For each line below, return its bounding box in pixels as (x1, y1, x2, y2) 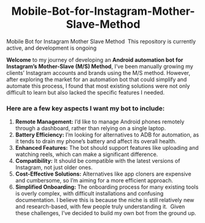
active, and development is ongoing (6, 44, 97, 52)
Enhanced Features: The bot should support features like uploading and (15, 144, 199, 152)
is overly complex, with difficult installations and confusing (15, 190, 164, 197)
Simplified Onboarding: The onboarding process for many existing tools (15, 183, 199, 191)
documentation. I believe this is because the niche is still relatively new (15, 197, 195, 204)
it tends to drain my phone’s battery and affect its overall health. (15, 138, 177, 145)
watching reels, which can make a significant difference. (15, 151, 158, 158)
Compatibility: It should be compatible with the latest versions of (15, 157, 180, 165)
